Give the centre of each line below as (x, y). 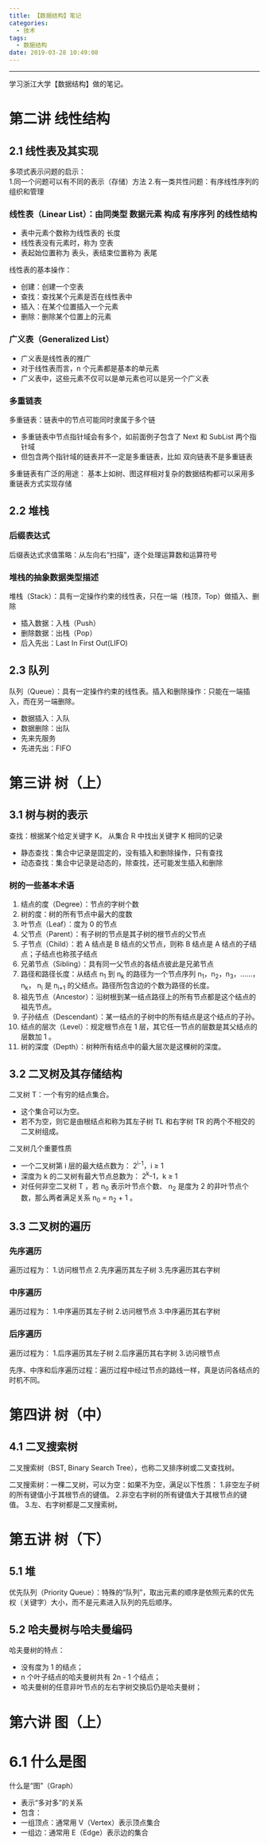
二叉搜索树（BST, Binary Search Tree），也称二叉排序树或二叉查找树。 (124, 1467)
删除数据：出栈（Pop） (58, 633)
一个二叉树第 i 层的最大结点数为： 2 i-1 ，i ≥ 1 (92, 1165)
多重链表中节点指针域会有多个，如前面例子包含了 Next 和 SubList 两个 (135, 436)
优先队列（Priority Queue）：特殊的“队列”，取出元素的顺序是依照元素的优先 (132, 1592)
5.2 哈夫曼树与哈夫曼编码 (71, 1629)
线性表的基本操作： (41, 270)
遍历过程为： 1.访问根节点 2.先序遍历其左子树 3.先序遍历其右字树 (115, 1269)
